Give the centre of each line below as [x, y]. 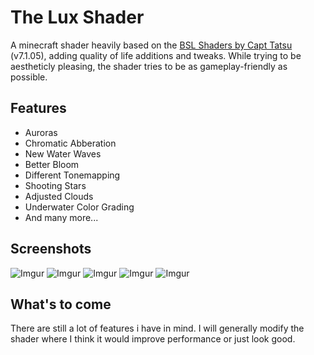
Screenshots [51, 249]
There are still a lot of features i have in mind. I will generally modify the [157, 328]
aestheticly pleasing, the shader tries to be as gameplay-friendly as [149, 66]
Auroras [41, 132]
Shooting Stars [55, 185]
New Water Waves [63, 153]
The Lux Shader [77, 17]
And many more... [61, 217]
